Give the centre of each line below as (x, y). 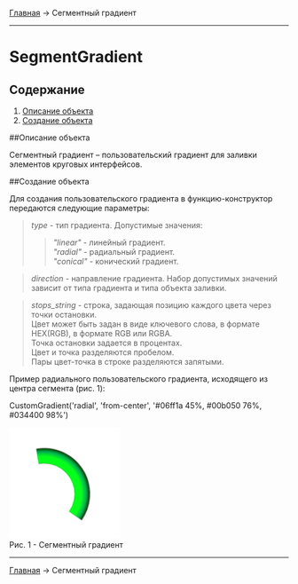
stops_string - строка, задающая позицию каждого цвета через (151, 305)
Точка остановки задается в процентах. (106, 343)
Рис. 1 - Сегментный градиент (67, 545)
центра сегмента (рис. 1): (57, 388)
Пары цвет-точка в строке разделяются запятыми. (127, 362)
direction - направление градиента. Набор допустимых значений (154, 278)
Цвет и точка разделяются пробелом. (102, 352)
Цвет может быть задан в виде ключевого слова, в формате (145, 324)
